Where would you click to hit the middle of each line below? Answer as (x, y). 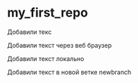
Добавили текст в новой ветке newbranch (69, 72)
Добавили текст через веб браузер (60, 45)
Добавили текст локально (46, 58)
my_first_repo (48, 13)
